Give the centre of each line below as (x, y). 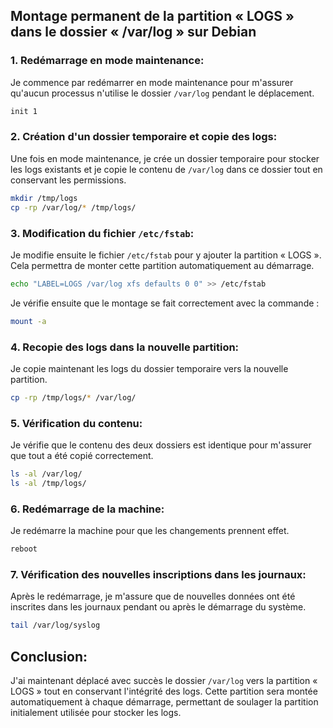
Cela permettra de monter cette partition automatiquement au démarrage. (162, 265)
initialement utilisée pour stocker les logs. (96, 713)
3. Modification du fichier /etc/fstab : (102, 233)
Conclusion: (49, 656)
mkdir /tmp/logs (44, 198)
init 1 (24, 111)
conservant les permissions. (68, 180)
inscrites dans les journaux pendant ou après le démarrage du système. (158, 607)
